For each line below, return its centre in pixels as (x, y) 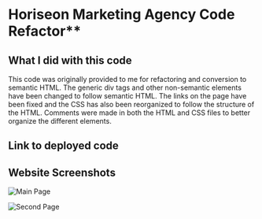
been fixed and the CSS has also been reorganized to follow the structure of (131, 104)
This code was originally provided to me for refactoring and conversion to (127, 79)
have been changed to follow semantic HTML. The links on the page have (127, 96)
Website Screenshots (62, 172)
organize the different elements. (60, 121)
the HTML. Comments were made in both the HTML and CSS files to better (129, 113)
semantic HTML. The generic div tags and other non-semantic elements (125, 87)
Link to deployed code (64, 146)
